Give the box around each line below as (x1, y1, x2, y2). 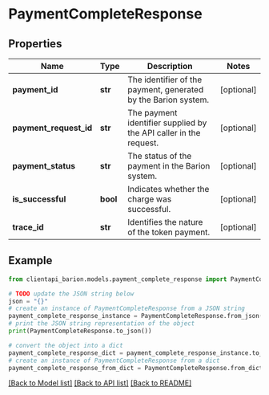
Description (147, 61, 193, 71)
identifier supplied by (127, 117, 207, 128)
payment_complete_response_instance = (8, 312, 138, 320)
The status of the (127, 150, 192, 161)
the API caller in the (127, 128, 201, 138)
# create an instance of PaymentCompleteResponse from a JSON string (8, 304, 246, 313)
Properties (8, 37, 62, 51)
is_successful (12, 193, 66, 205)
